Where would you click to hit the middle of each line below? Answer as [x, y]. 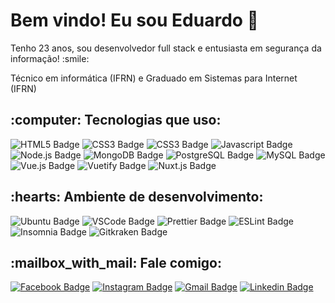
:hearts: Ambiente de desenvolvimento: [137, 197]
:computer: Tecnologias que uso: [116, 120]
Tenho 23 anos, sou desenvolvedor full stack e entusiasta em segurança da [166, 48]
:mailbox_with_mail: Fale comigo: [116, 262]
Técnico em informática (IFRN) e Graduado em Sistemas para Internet [154, 78]
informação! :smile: [50, 58]
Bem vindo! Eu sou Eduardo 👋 [134, 20]
